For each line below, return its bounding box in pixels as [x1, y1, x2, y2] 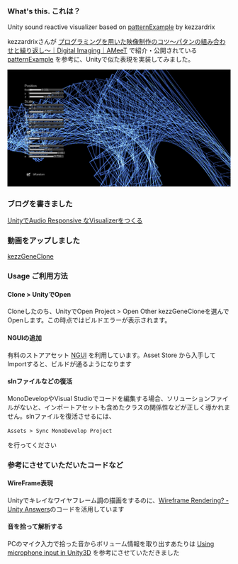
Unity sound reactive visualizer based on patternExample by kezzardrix [7, 23, 215, 31]
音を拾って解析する [7, 522, 64, 531]
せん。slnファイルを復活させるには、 [7, 412, 115, 420]
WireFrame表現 [7, 479, 53, 487]
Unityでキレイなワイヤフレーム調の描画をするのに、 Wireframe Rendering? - [7, 496, 229, 504]
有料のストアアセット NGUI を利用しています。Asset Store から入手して [7, 351, 216, 359]
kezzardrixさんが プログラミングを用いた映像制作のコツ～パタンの [7, 38, 201, 46]
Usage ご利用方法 [7, 271, 69, 281]
